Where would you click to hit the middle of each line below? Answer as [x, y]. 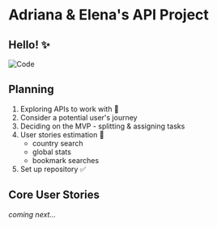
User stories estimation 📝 [62, 134]
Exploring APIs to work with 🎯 [69, 109]
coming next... [32, 214]
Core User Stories [54, 195]
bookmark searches [66, 160]
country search [57, 143]
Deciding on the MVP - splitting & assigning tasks [102, 126]
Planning [31, 89]
